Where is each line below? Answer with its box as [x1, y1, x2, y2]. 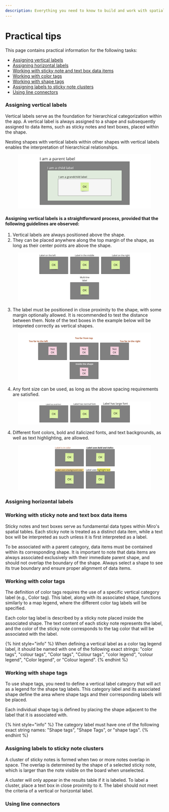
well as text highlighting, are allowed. [12, 435, 90, 441]
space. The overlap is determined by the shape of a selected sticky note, [5, 762, 156, 768]
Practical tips [5, 30, 62, 42]
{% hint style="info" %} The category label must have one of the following [5, 722, 159, 728]
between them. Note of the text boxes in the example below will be [12, 317, 151, 323]
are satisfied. [12, 391, 40, 397]
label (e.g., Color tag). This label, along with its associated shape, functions [5, 594, 161, 600]
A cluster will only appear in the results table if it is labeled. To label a [5, 777, 148, 783]
